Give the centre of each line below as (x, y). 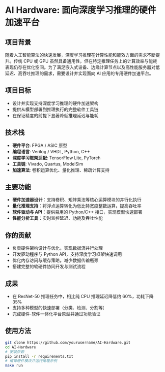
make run (14, 366)
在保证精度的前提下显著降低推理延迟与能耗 (55, 115)
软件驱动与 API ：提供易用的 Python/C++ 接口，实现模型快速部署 (77, 212)
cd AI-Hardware (21, 347)
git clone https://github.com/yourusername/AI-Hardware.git (68, 342)
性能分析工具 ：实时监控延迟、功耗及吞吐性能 (57, 218)
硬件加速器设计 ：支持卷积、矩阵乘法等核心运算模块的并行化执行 (77, 200)
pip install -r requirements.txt (39, 356)
